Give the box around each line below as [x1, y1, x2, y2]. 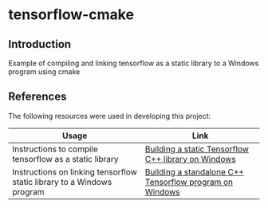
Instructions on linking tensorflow [12, 166, 138, 177]
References [8, 90, 67, 104]
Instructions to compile [12, 143, 98, 155]
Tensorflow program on [144, 176, 234, 187]
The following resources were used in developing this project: [8, 111, 211, 120]
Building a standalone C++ [144, 166, 245, 177]
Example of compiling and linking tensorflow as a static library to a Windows [8, 58, 259, 68]
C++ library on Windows [144, 153, 237, 164]
